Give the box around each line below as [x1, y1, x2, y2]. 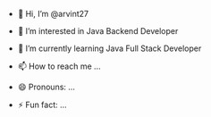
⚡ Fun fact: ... [17, 99, 67, 110]
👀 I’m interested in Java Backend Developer [17, 26, 179, 36]
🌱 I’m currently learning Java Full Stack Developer [17, 43, 202, 54]
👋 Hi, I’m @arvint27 [17, 9, 89, 19]
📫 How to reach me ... [17, 61, 101, 71]
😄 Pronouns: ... [17, 81, 76, 92]
